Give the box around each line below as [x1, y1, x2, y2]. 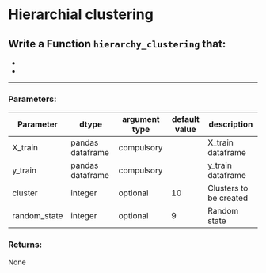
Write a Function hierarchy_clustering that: [8, 37, 226, 51]
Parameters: [8, 93, 57, 104]
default [171, 114, 199, 125]
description [208, 119, 253, 130]
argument [122, 114, 160, 125]
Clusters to [207, 183, 249, 194]
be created [207, 192, 249, 203]
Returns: [8, 239, 43, 250]
